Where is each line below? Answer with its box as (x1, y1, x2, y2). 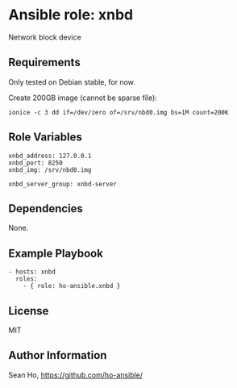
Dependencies (8, 202, 83, 215)
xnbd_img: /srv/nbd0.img (8, 165, 92, 174)
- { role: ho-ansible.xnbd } (23, 282, 121, 290)
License (8, 304, 49, 318)
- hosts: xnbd (8, 268, 56, 276)
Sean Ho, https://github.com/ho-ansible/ (8, 369, 143, 380)
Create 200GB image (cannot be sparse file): (8, 93, 157, 102)
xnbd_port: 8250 (8, 159, 63, 167)
